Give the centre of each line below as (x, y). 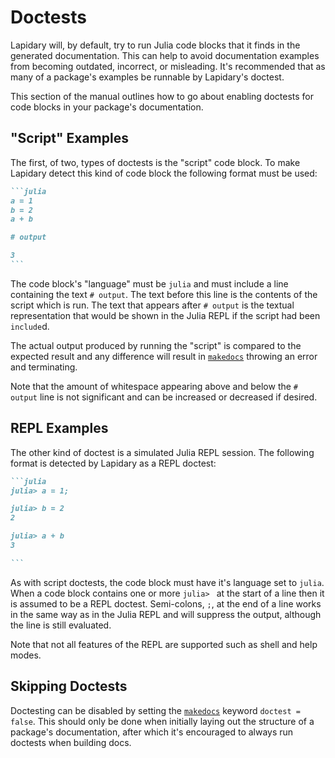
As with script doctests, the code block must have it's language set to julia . (167, 582)
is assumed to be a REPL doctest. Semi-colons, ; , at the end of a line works (166, 603)
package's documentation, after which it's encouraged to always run (152, 732)
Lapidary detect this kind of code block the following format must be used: (164, 173)
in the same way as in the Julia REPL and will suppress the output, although (166, 614)
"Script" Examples (69, 138)
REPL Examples (59, 428)
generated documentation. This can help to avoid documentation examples (165, 55)
